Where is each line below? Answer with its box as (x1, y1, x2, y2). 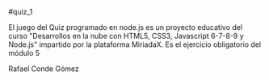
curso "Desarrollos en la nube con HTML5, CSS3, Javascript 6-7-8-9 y (8, 32, 244, 40)
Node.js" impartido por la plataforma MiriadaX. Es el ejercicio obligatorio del (8, 40, 261, 49)
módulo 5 (8, 48, 40, 57)
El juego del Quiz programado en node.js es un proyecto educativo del (8, 23, 243, 32)
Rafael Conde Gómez (8, 64, 79, 74)
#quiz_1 (8, 7, 33, 16)
